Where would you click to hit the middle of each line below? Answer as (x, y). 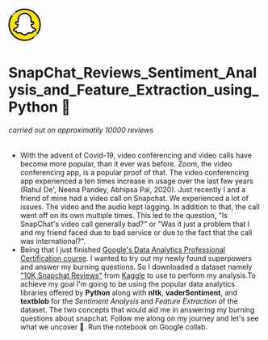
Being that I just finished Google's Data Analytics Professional (123, 250)
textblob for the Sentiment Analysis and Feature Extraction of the (129, 301)
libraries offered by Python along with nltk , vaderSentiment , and (129, 292)
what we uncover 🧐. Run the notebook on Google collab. (114, 326)
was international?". (53, 241)
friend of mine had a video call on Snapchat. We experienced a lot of (134, 198)
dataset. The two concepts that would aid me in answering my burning (137, 309)
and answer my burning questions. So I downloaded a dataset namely (136, 267)
